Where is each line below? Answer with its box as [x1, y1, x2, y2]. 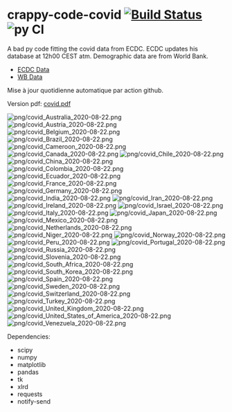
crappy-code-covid [7, 7, 122, 23]
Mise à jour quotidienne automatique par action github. [7, 86, 164, 94]
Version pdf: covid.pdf [7, 99, 71, 107]
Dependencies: [7, 332, 51, 341]
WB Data [17, 73, 43, 81]
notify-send [17, 397, 51, 405]
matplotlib [17, 360, 46, 368]
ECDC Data [17, 65, 50, 73]
